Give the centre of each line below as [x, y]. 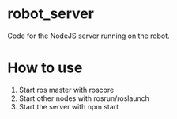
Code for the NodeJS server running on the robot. [89, 36]
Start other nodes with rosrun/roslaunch [84, 98]
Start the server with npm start [69, 106]
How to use [45, 68]
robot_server [51, 14]
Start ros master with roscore [66, 90]
